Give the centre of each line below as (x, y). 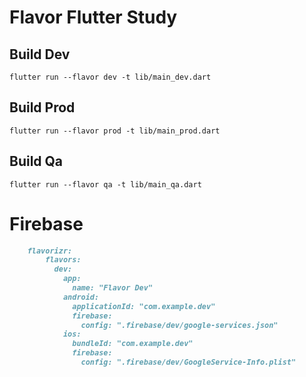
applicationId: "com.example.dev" (144, 306)
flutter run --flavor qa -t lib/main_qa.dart (105, 184)
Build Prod (42, 107)
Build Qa (36, 161)
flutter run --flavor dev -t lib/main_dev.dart (110, 77)
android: (81, 297)
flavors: (63, 260)
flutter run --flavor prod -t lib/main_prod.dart (115, 131)
